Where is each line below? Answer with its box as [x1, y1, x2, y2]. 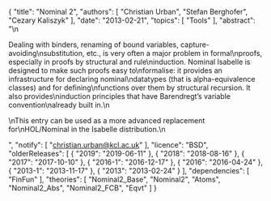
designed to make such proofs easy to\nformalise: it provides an [8, 66, 222, 75]
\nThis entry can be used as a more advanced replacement [8, 116, 205, 125]
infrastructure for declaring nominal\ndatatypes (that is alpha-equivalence [8, 75, 256, 83]
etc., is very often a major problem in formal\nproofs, [86, 49, 263, 58]
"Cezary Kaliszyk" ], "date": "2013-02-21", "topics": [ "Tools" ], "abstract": [8, 15, 256, 25]
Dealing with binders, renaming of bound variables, [8, 40, 180, 49]
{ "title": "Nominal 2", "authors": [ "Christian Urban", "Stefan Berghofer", [8, 7, 248, 16]
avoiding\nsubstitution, [8, 49, 85, 58]
